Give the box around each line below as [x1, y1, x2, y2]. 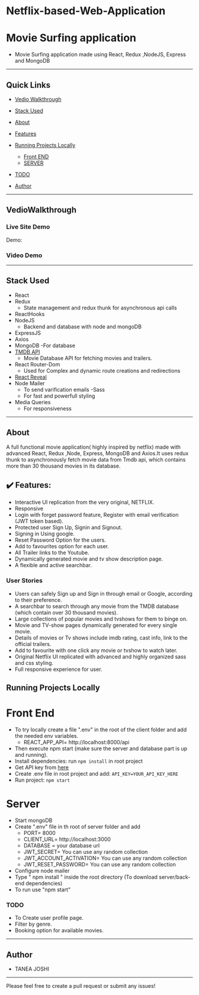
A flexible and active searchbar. [14, 562, 92, 569]
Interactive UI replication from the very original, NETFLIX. [14, 499, 155, 506]
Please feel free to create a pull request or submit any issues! [6, 983, 156, 990]
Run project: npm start [14, 776, 70, 783]
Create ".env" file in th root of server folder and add [14, 823, 141, 830]
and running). [14, 751, 48, 758]
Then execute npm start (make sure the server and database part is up [14, 745, 188, 752]
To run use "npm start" [14, 886, 71, 893]
